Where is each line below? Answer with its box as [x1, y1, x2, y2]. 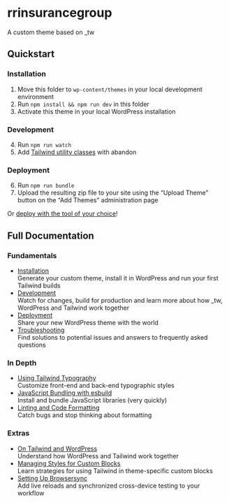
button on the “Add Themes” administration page [17, 196, 158, 204]
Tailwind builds [17, 281, 61, 290]
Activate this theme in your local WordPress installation [17, 107, 176, 116]
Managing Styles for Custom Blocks [17, 459, 121, 467]
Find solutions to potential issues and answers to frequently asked [17, 333, 208, 341]
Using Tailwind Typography [17, 374, 96, 382]
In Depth [7, 358, 37, 368]
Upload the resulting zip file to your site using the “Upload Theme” [17, 188, 209, 197]
